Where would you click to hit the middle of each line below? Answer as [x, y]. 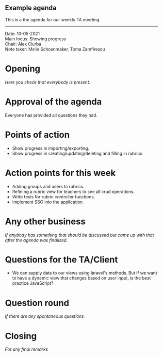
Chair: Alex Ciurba [23, 44]
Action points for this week [60, 173]
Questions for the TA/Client [61, 260]
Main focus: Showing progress [36, 39]
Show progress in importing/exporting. [51, 148]
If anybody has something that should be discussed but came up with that [80, 235]
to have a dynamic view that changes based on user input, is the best [81, 278]
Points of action [37, 135]
